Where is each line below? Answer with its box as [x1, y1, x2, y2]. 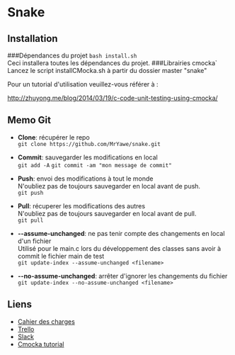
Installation [7, 33, 58, 45]
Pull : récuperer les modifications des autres [17, 201, 146, 210]
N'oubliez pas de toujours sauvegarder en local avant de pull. [17, 209, 197, 218]
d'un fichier [17, 237, 52, 245]
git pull [17, 217, 44, 224]
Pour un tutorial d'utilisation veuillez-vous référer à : [7, 80, 159, 89]
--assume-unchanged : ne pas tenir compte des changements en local [17, 229, 225, 237]
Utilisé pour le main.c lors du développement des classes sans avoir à [17, 244, 222, 252]
